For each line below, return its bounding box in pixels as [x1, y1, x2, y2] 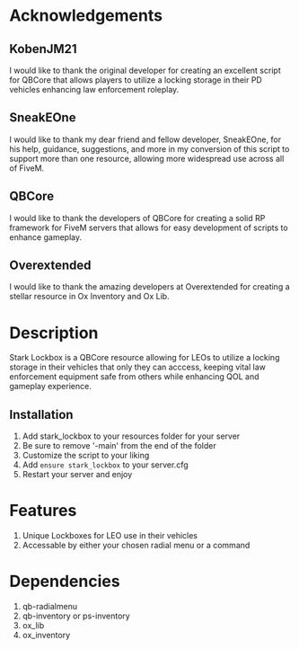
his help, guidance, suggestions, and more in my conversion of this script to [9, 143, 290, 154]
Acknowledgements [9, 5, 163, 26]
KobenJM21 [9, 41, 78, 57]
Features [9, 501, 77, 521]
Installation [9, 406, 74, 422]
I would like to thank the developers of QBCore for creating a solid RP [9, 212, 266, 223]
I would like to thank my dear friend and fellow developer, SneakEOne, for [9, 134, 281, 145]
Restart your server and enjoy [22, 469, 133, 480]
